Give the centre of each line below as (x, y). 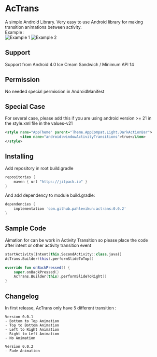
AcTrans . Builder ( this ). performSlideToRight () (60, 277)
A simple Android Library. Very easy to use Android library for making (74, 22)
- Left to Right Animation (32, 329)
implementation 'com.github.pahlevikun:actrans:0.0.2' (70, 209)
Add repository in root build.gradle (39, 168)
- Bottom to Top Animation (32, 321)
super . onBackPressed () (36, 272)
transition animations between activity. (43, 27)
